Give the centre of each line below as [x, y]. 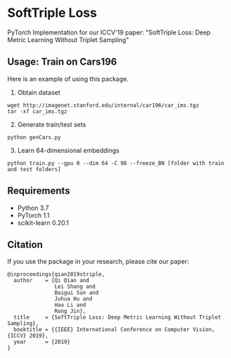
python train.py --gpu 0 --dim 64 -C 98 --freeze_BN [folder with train [116, 163]
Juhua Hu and [73, 299]
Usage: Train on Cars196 [62, 62]
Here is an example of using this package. [68, 79]
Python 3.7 [33, 208]
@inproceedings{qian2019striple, [56, 274]
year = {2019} [42, 342]
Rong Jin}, [70, 311]
